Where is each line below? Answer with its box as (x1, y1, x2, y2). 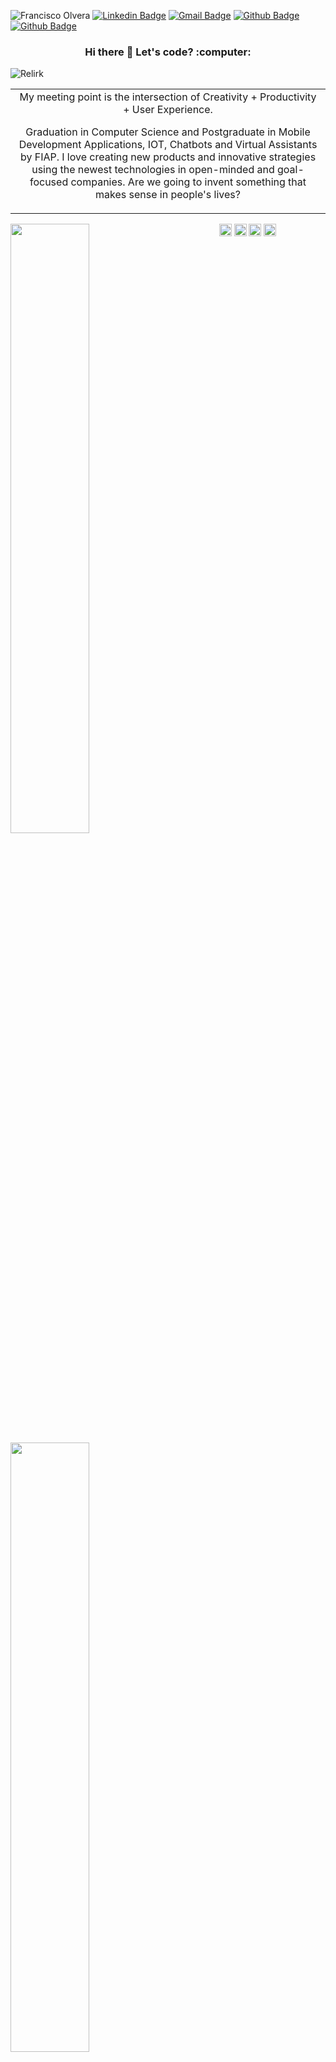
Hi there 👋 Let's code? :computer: (84, 45, 252, 59)
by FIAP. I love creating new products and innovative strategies (19, 150, 317, 164)
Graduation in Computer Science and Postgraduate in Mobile (25, 125, 311, 139)
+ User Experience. (123, 103, 213, 117)
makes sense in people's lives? (95, 188, 241, 202)
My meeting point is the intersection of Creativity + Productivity (19, 90, 317, 104)
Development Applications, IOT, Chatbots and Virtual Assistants (18, 138, 318, 152)
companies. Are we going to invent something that (70, 175, 307, 189)
